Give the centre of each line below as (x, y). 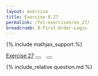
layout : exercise (27, 11)
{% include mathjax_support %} (44, 44)
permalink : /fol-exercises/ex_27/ (48, 22)
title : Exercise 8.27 (32, 17)
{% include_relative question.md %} (49, 67)
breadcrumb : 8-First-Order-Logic (47, 28)
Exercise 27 (20, 56)
